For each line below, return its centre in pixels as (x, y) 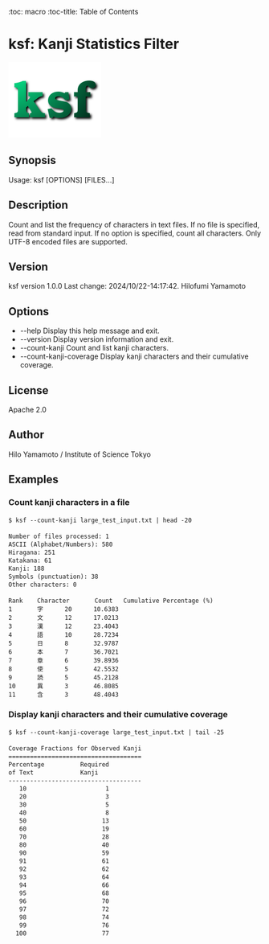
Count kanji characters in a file (69, 503)
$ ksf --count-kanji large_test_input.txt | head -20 (100, 520)
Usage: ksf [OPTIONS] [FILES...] (61, 179)
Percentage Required (59, 764)
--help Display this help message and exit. (90, 331)
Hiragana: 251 (32, 552)
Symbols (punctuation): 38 (53, 577)
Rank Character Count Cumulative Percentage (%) (111, 601)
